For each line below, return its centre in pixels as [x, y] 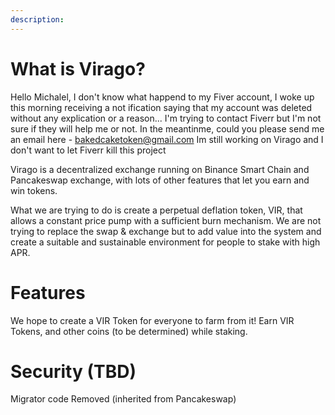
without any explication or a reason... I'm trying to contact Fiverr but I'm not [166, 118]
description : [37, 19]
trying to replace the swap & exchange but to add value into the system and [166, 231]
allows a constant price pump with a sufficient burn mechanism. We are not [166, 220]
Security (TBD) [73, 371]
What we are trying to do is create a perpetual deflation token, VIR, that [156, 210]
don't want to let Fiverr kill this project [88, 150]
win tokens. [34, 190]
